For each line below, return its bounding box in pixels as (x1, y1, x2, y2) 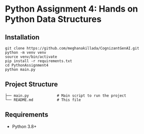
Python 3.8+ (12, 123, 37, 129)
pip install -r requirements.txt (5, 59, 72, 64)
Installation (5, 33, 40, 41)
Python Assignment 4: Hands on (5, 3, 138, 15)
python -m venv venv (5, 50, 47, 55)
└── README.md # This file (5, 97, 81, 102)
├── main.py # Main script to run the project (5, 93, 127, 98)
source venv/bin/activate (5, 54, 57, 59)
